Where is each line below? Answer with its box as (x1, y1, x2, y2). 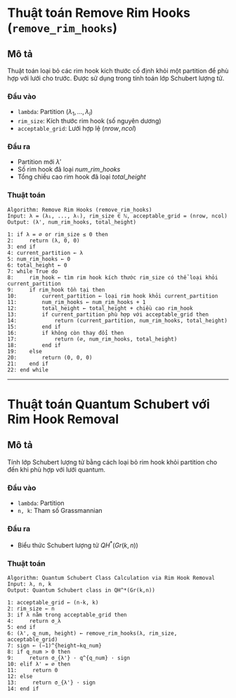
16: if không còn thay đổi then (7, 329, 124, 336)
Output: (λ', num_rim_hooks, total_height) (7, 218, 137, 226)
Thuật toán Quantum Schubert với (7, 396, 211, 412)
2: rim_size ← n (7, 605, 55, 613)
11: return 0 (7, 667, 58, 674)
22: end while (7, 366, 49, 374)
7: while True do (7, 267, 58, 275)
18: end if (7, 341, 61, 349)
